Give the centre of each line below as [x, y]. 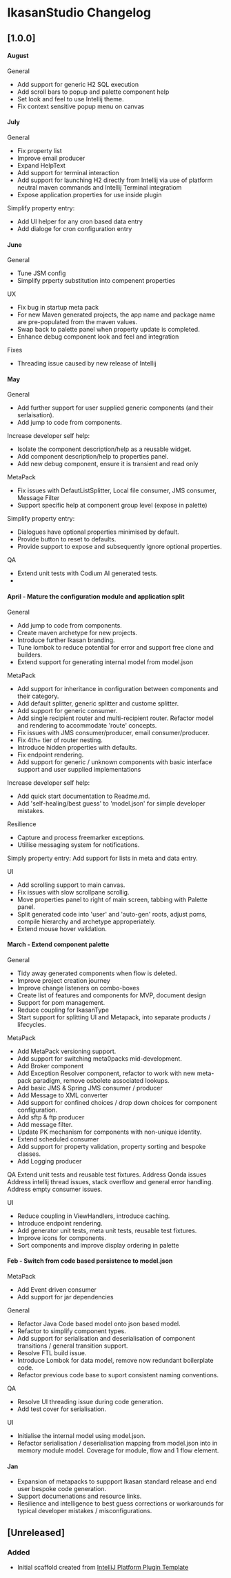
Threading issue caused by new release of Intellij [87, 363]
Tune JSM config [41, 273]
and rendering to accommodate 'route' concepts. [87, 725]
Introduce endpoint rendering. [60, 1223]
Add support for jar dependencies [65, 1297]
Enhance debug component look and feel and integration [98, 337]
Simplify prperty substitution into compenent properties [96, 281]
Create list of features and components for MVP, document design [111, 995]
